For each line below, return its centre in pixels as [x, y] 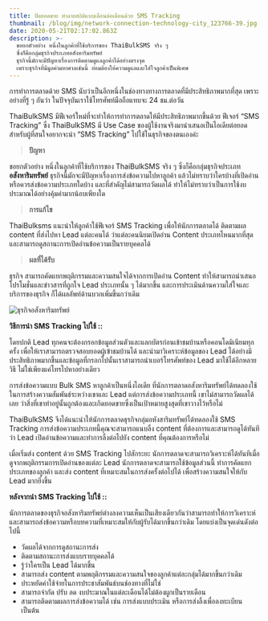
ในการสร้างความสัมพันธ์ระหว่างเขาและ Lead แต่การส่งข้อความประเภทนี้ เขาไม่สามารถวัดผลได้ [132, 394]
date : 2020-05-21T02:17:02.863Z [63, 31]
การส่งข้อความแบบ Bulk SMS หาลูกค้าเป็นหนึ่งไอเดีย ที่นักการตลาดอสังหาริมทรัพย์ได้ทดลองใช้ [133, 385]
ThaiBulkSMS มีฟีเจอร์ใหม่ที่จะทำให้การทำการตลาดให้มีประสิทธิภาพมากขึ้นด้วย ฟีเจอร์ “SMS [134, 116]
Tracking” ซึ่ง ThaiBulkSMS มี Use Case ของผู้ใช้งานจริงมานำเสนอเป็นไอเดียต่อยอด [128, 125]
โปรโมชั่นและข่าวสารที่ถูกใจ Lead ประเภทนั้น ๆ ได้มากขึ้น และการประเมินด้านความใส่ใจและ [129, 284]
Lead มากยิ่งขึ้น [30, 480]
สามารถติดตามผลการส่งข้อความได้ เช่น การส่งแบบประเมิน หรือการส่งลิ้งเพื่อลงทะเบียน [132, 601]
